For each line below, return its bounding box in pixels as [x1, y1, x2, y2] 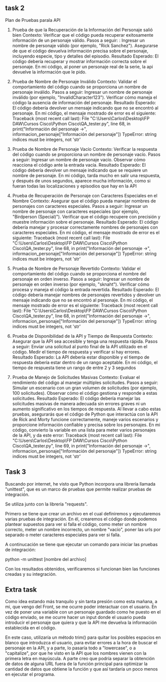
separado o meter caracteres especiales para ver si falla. [5, 532, 121, 538]
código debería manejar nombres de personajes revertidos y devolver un [12, 292, 161, 298]
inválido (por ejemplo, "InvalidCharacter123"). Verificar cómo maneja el [12, 94, 157, 100]
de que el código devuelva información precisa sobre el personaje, [12, 48, 149, 54]
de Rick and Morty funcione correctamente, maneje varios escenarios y [12, 416, 159, 422]
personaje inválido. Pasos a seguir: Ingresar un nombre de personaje [12, 89, 153, 95]
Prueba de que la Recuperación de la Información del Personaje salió [12, 27, 153, 33]
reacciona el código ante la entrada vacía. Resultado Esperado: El [12, 162, 146, 168]
